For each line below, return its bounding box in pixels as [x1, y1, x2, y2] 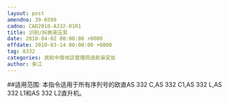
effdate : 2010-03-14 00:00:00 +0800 [7, 42, 112, 48]
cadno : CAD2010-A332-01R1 [7, 23, 81, 29]
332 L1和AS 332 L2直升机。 [7, 89, 86, 97]
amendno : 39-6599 [7, 16, 57, 23]
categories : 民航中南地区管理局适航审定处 [7, 55, 116, 61]
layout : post [7, 10, 45, 17]
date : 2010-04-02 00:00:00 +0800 [7, 35, 103, 42]
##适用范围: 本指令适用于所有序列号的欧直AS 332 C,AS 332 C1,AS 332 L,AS [7, 80, 222, 89]
